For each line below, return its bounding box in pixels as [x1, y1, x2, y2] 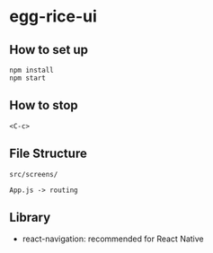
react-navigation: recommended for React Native [22, 233, 204, 244]
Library [9, 210, 51, 225]
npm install [9, 65, 54, 74]
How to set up [9, 42, 88, 57]
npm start [9, 74, 47, 83]
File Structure [9, 146, 87, 161]
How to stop [9, 98, 78, 113]
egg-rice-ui [9, 6, 97, 27]
